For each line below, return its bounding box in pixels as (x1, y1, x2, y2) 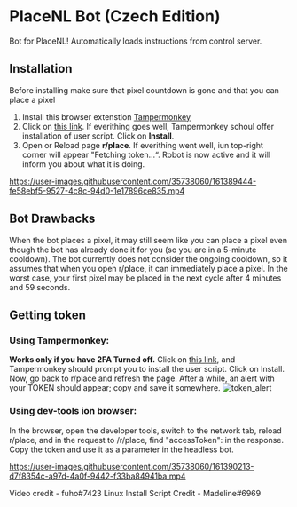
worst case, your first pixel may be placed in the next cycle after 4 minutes (9, 273, 282, 283)
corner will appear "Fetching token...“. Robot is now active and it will (21, 149, 271, 160)
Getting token (9, 307, 87, 322)
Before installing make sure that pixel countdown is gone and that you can (9, 84, 279, 95)
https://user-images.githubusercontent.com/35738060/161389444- (9, 176, 257, 186)
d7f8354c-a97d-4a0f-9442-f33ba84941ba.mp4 (9, 471, 186, 481)
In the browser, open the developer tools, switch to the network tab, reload (9, 424, 282, 436)
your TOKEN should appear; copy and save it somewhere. (9, 383, 221, 393)
